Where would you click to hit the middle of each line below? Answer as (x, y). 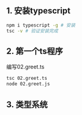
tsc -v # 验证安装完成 (32, 31)
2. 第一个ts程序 (35, 51)
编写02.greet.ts (25, 67)
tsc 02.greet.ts (27, 78)
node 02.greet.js (28, 84)
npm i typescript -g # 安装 (41, 25)
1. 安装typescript (39, 11)
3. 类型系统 (27, 104)
